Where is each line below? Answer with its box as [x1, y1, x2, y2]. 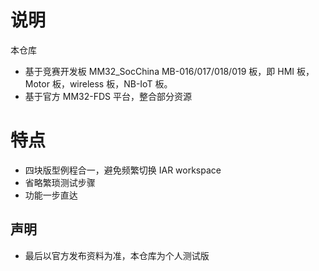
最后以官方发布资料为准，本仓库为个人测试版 [24, 249, 210, 261]
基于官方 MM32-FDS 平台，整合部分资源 [24, 90, 192, 102]
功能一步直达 [24, 189, 78, 201]
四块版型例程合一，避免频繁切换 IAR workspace [24, 164, 222, 176]
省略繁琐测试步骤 [24, 176, 96, 188]
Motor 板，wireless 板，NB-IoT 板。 [24, 77, 173, 90]
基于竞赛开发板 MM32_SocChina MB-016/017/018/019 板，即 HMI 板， [24, 65, 315, 77]
